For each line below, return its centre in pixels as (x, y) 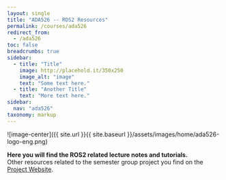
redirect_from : (29, 32)
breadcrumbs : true (33, 52)
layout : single (29, 13)
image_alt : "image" (47, 77)
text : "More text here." (55, 96)
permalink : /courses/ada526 (47, 26)
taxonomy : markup (32, 115)
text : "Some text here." (55, 83)
